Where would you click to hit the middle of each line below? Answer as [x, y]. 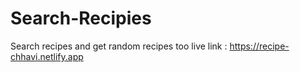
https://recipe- [259, 46]
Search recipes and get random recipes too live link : [119, 46]
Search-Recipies [81, 18]
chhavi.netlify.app [47, 56]
